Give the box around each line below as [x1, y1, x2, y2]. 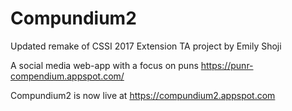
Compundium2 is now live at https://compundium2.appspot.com [10, 89, 276, 101]
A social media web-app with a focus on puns [10, 59, 199, 71]
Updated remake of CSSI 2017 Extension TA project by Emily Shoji [10, 40, 282, 52]
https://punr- [200, 59, 254, 71]
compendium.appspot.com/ [10, 70, 125, 82]
